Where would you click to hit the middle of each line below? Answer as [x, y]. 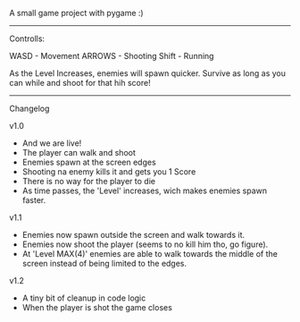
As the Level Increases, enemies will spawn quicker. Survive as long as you [147, 73]
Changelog [29, 108]
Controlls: [27, 38]
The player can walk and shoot [79, 153]
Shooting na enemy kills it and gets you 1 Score [109, 172]
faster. [34, 200]
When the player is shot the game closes [97, 307]
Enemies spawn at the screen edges [89, 162]
